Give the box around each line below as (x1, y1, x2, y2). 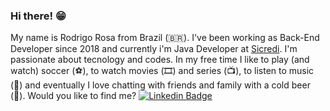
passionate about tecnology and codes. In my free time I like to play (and (10, 54, 310, 66)
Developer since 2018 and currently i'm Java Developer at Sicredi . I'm (10, 43, 298, 55)
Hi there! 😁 (10, 9, 67, 23)
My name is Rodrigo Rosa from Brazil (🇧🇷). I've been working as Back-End (10, 32, 320, 44)
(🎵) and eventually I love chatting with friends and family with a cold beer (10, 79, 311, 91)
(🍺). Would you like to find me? (10, 90, 137, 102)
